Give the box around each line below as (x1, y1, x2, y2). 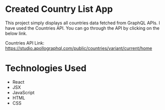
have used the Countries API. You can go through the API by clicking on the (5, 25, 160, 31)
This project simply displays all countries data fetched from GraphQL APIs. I (5, 20, 161, 26)
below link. (5, 30, 27, 36)
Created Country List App (5, 3, 113, 15)
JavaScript (12, 89, 35, 95)
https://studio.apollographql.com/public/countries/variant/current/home (5, 45, 153, 51)
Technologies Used (5, 63, 87, 74)
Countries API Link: (5, 40, 45, 46)
